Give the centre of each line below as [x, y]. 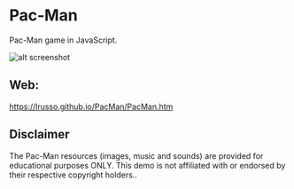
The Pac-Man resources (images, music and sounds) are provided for [136, 155]
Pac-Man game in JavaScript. [63, 40]
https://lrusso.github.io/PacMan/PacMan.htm [91, 106]
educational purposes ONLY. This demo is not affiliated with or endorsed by [147, 165]
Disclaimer [39, 134]
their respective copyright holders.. [73, 175]
